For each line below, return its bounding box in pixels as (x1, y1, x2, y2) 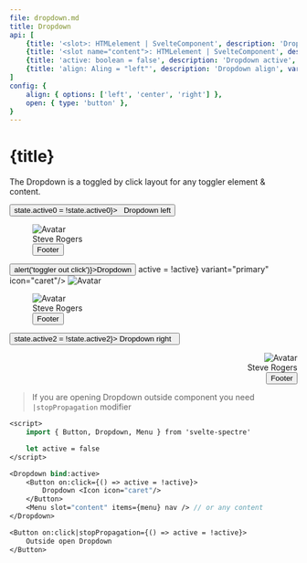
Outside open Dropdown (26, 536, 112, 546)
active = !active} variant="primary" (138, 264, 270, 275)
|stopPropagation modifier (31, 401, 132, 412)
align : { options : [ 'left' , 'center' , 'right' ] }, (26, 90, 223, 99)
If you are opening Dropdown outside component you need (31, 392, 255, 403)
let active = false (26, 444, 101, 453)
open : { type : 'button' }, (26, 98, 129, 108)
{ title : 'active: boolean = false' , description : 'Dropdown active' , (26, 56, 297, 65)
